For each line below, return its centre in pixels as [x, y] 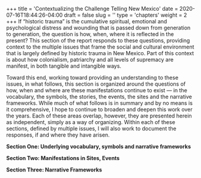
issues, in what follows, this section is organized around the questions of [96, 84]
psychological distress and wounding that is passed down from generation [98, 28]
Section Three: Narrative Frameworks [54, 170]
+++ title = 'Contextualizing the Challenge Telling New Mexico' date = [92, 9]
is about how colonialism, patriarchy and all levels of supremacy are [90, 60]
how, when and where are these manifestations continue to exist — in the [97, 90]
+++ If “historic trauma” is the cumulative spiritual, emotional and [87, 21]
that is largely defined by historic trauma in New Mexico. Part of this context [100, 53]
